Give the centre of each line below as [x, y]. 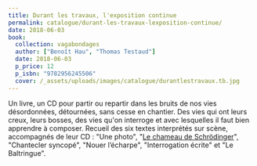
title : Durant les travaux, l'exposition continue [92, 15]
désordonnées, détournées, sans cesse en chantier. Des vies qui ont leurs [128, 111]
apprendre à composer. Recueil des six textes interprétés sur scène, [118, 128]
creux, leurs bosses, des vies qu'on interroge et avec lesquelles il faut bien [128, 120]
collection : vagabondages [58, 45]
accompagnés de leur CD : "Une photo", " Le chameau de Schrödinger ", [123, 136]
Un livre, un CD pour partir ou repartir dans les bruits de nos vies [112, 103]
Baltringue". [27, 153]
